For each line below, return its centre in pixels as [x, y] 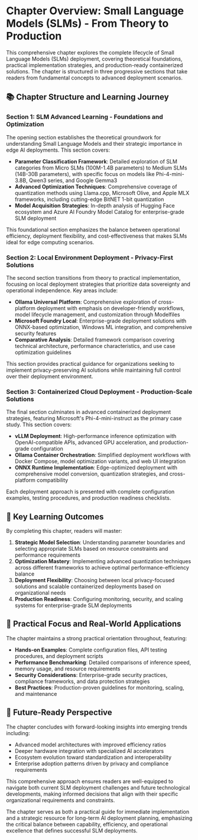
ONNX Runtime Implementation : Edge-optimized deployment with [96, 468]
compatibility [52, 480]
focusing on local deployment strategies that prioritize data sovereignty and [98, 284]
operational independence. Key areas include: [62, 290]
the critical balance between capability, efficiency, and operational [87, 824]
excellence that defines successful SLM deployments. [72, 831]
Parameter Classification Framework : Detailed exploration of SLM [96, 161]
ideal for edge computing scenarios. [50, 242]
